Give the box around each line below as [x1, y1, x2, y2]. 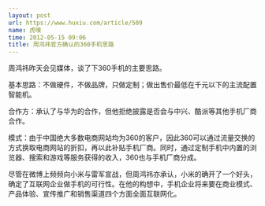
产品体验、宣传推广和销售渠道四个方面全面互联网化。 [8, 189, 181, 199]
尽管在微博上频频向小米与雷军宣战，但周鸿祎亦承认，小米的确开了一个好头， [8, 170, 257, 179]
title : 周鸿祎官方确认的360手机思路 [8, 41, 114, 49]
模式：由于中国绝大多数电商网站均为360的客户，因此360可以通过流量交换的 [8, 133, 256, 142]
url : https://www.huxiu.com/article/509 [8, 19, 144, 27]
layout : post [8, 11, 51, 20]
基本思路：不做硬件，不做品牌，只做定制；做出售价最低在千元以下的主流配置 [8, 80, 257, 90]
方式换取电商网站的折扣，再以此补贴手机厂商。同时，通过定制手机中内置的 [8, 143, 250, 153]
